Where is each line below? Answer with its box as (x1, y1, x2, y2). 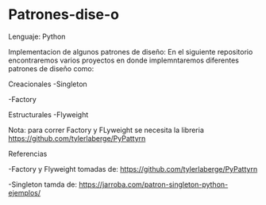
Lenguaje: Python (8, 32, 66, 41)
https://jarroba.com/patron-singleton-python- (79, 180, 229, 189)
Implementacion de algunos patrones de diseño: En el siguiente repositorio (8, 47, 253, 56)
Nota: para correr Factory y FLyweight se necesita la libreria (8, 125, 205, 135)
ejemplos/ (8, 188, 41, 197)
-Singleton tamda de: (8, 180, 78, 189)
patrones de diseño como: (8, 63, 94, 73)
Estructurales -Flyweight (8, 109, 89, 120)
